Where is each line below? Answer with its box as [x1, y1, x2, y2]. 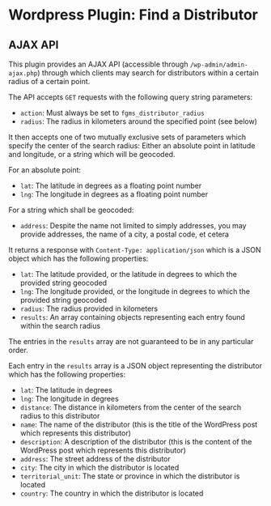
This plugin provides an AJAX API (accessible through [8, 59, 188, 69]
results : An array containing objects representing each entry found [19, 313, 245, 321]
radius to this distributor [19, 411, 100, 420]
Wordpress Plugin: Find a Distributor [8, 6, 259, 24]
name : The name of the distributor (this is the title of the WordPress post [19, 419, 258, 429]
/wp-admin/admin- [189, 61, 248, 69]
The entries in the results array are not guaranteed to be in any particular [8, 337, 254, 346]
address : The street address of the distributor [19, 454, 171, 463]
